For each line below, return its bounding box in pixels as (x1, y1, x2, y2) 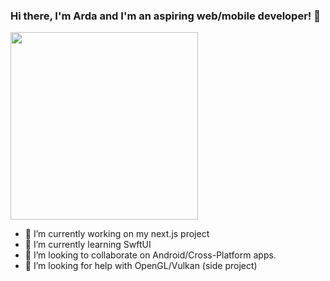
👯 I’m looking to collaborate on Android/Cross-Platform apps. (24, 249, 277, 261)
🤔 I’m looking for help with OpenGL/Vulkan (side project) (24, 260, 258, 272)
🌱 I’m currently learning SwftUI (24, 239, 152, 251)
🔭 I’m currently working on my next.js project (24, 228, 210, 240)
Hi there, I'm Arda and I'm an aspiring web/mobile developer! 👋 (10, 9, 321, 23)
